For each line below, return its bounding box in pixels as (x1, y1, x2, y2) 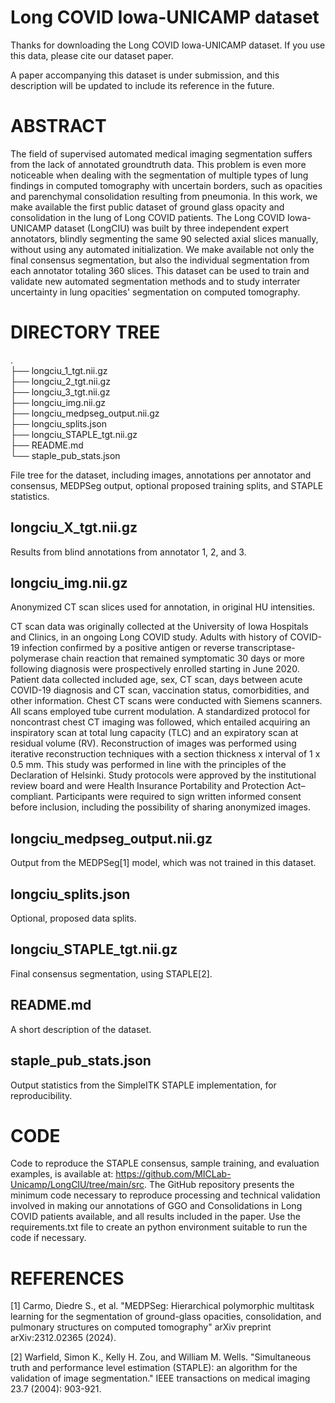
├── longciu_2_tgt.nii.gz (10, 375, 111, 387)
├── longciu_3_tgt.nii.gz (10, 386, 111, 398)
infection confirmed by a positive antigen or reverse (21, 642, 235, 654)
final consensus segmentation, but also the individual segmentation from (10, 254, 310, 266)
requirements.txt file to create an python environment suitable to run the (10, 1221, 308, 1233)
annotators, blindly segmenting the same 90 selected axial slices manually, (10, 232, 319, 245)
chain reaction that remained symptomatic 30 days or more (61, 652, 306, 665)
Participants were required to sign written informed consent (55, 791, 302, 803)
